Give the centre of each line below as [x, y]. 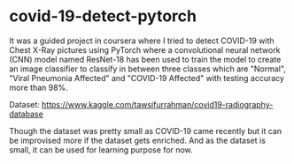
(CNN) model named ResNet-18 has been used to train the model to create [145, 59]
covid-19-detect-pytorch [103, 16]
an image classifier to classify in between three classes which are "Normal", [147, 69]
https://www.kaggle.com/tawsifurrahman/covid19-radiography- [157, 104]
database [27, 114]
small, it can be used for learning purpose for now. [101, 149]
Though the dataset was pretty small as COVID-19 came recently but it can [145, 130]
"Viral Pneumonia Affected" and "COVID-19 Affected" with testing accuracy [147, 78]
